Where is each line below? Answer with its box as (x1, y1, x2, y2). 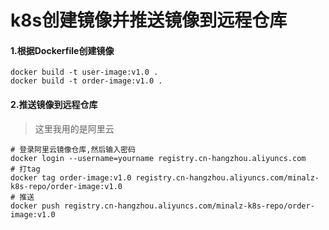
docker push (10, 201, 60, 211)
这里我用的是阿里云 (34, 122, 115, 135)
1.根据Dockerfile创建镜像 (10, 44, 115, 56)
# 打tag (10, 164, 41, 174)
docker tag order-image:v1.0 (10, 172, 132, 183)
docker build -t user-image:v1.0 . (10, 67, 159, 78)
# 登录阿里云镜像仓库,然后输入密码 (10, 144, 136, 155)
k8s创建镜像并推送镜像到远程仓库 (10, 9, 288, 32)
